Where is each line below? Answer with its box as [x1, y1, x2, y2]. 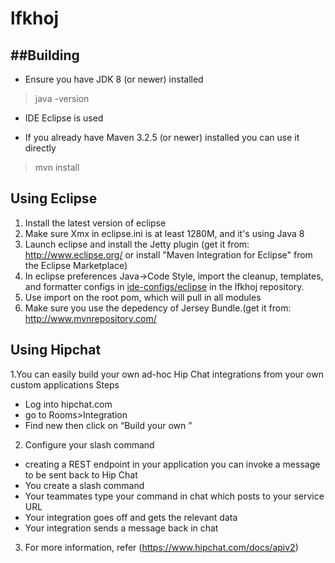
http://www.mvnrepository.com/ [24, 312, 157, 324]
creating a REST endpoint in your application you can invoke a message [24, 458, 321, 470]
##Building [10, 47, 80, 64]
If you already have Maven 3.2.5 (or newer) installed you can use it [24, 132, 300, 143]
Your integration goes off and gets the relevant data [24, 511, 238, 523]
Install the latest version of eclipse [24, 217, 167, 229]
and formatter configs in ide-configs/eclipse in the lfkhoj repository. [24, 280, 305, 292]
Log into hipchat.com [24, 398, 113, 410]
